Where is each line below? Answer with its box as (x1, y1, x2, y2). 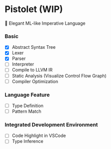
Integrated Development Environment (4, 121, 98, 128)
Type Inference (11, 138, 43, 144)
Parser (11, 55, 26, 61)
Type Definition (11, 102, 43, 109)
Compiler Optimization (11, 78, 58, 84)
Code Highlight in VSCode (11, 132, 66, 139)
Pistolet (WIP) (4, 4, 63, 15)
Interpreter (11, 61, 34, 67)
